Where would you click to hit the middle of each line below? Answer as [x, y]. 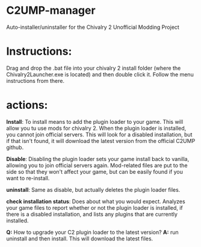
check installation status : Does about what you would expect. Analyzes [96, 201]
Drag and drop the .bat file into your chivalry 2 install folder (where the [94, 68]
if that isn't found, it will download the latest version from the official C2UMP [101, 141]
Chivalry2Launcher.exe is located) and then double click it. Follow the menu [100, 74]
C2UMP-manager [51, 11]
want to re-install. [28, 178]
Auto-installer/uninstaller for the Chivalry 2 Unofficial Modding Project [93, 27]
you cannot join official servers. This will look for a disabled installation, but [99, 134]
